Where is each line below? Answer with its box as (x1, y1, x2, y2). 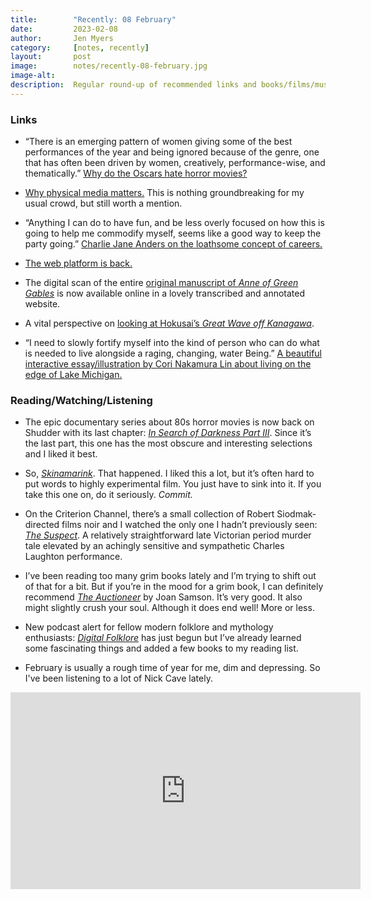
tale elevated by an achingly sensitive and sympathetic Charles (24, 540, 285, 552)
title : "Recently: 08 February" (10, 14, 177, 25)
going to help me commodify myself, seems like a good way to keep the (24, 227, 322, 240)
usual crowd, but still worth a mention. (24, 197, 183, 210)
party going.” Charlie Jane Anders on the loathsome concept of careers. (24, 238, 323, 250)
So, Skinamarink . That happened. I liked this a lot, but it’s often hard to (24, 467, 315, 480)
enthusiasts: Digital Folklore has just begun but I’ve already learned (24, 632, 302, 644)
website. (24, 298, 61, 310)
